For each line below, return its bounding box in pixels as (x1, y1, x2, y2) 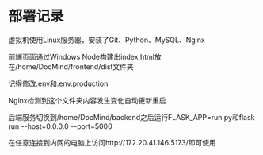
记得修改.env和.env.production (8, 79, 109, 88)
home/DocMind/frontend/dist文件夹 (17, 61, 134, 72)
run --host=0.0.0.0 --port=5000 (8, 121, 112, 131)
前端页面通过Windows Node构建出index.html (8, 52, 154, 61)
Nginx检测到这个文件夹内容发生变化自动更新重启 (8, 95, 166, 105)
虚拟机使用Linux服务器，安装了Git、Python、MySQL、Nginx (8, 35, 206, 45)
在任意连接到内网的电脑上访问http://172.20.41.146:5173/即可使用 (8, 138, 216, 147)
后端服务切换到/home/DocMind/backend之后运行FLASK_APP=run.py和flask (8, 112, 255, 122)
